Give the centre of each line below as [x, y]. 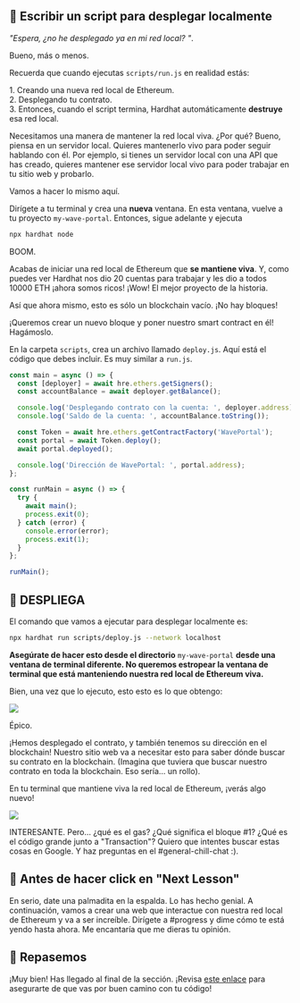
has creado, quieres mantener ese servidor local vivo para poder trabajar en [150, 164]
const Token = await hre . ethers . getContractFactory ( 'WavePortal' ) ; [146, 433]
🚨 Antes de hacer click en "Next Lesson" [125, 879]
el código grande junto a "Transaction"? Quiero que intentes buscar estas [144, 841]
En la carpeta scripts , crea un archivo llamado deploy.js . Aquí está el [138, 349]
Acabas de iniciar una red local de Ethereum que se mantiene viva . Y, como [149, 268]
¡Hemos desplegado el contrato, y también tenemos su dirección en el [138, 742]
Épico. [21, 725]
